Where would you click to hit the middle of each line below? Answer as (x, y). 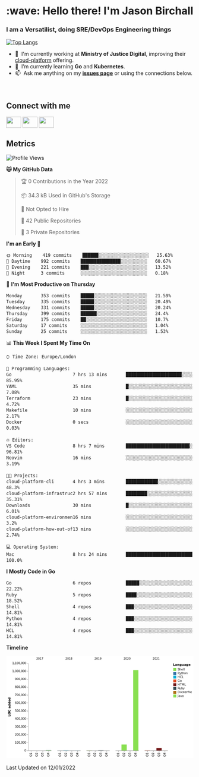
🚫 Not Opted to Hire (45, 209)
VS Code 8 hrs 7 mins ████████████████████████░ (99, 446)
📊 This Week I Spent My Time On (48, 343)
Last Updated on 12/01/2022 (41, 767)
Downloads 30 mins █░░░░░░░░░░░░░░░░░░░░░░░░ (99, 506)
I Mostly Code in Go (31, 571)
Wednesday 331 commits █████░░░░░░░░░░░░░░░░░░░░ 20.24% (89, 308)
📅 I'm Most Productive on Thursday (51, 284)
